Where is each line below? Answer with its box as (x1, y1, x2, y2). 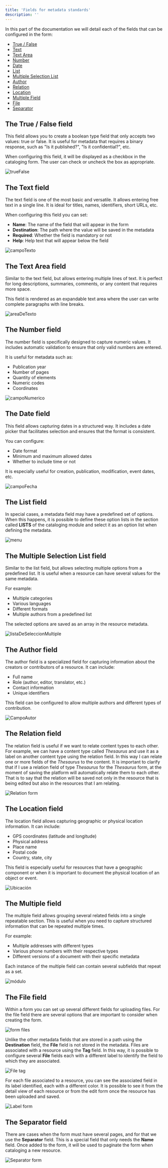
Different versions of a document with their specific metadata (12, 953, 139, 959)
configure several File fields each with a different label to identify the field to (5, 1053, 163, 1059)
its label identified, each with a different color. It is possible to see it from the (5, 1083, 163, 1089)
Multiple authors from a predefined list (12, 611, 92, 617)
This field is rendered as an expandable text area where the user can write (5, 296, 159, 302)
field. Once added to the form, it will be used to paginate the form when (5, 1142, 153, 1148)
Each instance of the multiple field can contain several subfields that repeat (5, 963, 161, 970)
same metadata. (5, 576, 39, 582)
